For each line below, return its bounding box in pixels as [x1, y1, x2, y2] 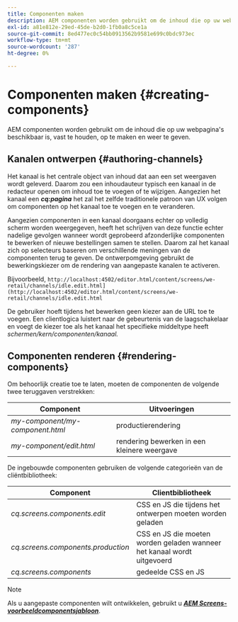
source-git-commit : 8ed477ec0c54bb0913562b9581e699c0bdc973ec [7, 30, 195, 38]
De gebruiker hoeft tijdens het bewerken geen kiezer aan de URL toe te [7, 307, 215, 315]
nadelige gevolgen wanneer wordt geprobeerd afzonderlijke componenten [7, 231, 225, 239]
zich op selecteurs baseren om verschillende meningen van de [7, 246, 191, 254]
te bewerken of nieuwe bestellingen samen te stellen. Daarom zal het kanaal [7, 238, 229, 247]
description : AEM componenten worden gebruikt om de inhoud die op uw [7, 17, 220, 24]
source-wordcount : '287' [7, 43, 81, 50]
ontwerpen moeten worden [136, 509, 227, 519]
